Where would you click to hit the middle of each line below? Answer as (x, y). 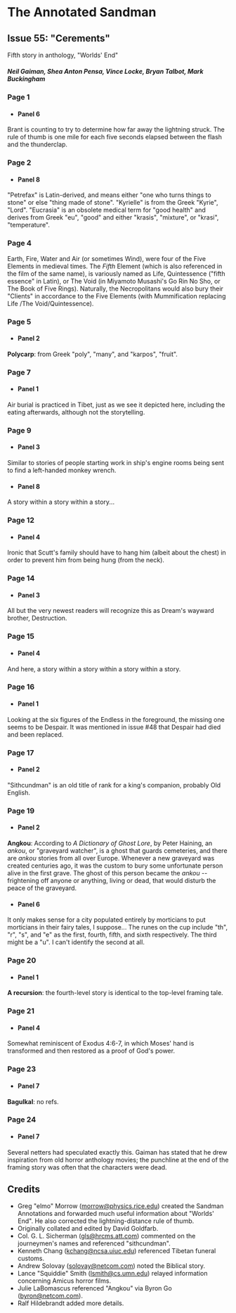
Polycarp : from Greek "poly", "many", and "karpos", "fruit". (92, 354)
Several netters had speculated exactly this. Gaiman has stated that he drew (117, 1152)
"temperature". (29, 225)
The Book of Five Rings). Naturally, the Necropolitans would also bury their (115, 288)
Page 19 (21, 811)
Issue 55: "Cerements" (59, 38)
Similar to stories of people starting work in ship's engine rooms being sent (116, 462)
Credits (24, 1190)
